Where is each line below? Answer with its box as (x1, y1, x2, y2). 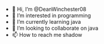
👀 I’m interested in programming (11, 12, 91, 19)
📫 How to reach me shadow (11, 32, 82, 38)
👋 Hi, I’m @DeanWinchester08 (11, 6, 87, 12)
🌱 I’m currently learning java (11, 18, 81, 25)
